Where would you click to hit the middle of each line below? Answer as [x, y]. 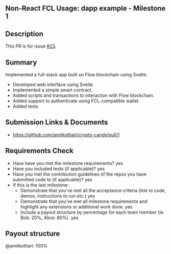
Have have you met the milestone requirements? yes [68, 163]
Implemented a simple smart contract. [53, 90]
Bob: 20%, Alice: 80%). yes [49, 218]
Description [24, 34]
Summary [21, 62]
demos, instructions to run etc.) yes [58, 196]
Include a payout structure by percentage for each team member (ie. [92, 212]
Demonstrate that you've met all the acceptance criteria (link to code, [93, 190]
